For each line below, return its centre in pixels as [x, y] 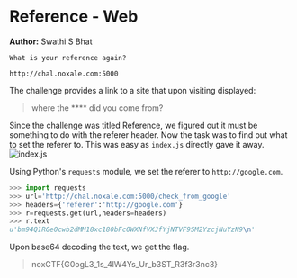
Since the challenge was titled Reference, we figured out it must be [134, 125]
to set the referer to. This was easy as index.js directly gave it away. [137, 144]
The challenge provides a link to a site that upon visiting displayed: [133, 90]
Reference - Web [74, 17]
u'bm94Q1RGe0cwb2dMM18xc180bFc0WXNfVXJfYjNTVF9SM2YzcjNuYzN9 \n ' [132, 230]
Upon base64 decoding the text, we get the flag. [99, 247]
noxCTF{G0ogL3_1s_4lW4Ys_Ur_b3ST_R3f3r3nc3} [125, 265]
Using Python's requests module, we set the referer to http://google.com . [146, 171]
